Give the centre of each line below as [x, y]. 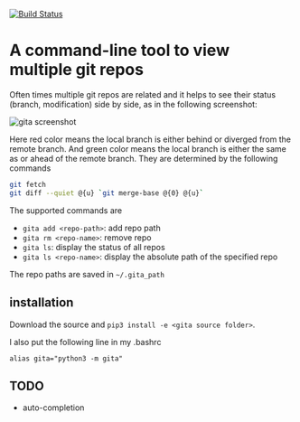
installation [42, 303]
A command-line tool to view [120, 51]
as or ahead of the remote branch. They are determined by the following [144, 158]
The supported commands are [66, 210]
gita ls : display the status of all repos [94, 247]
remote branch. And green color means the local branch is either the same [148, 148]
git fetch [28, 184]
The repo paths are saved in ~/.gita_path [87, 274]
